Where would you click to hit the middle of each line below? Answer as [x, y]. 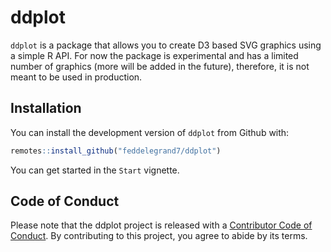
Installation [46, 108]
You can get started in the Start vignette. [95, 170]
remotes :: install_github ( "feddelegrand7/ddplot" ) [116, 151]
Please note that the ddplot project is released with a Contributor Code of [161, 225]
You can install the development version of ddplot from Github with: [150, 132]
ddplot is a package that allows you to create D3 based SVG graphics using [166, 45]
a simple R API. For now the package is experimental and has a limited [154, 55]
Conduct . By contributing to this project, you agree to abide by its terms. [159, 236]
